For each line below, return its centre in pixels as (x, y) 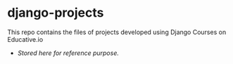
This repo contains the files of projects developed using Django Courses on (117, 32)
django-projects (56, 13)
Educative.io (25, 39)
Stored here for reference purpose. (68, 53)
